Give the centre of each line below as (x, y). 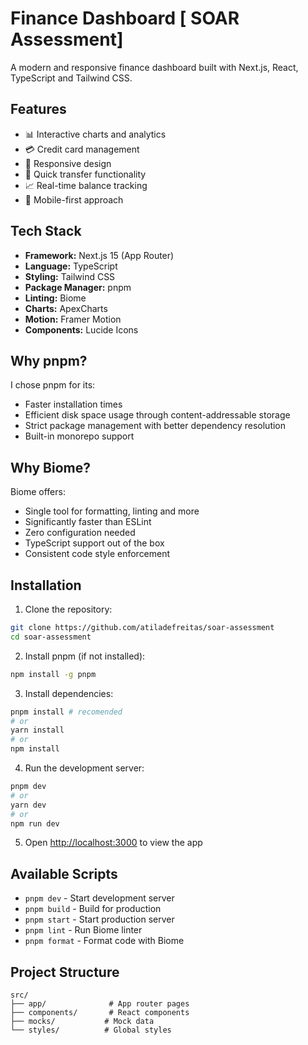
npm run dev (35, 823)
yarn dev (28, 805)
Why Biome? (51, 467)
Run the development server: (84, 768)
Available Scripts (64, 873)
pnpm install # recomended (66, 712)
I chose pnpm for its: (53, 385)
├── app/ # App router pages (100, 1004)
